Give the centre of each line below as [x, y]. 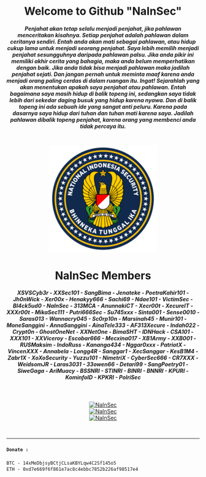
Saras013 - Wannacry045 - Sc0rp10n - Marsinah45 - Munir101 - [103, 319]
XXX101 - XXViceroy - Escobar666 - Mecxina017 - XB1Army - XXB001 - [103, 339]
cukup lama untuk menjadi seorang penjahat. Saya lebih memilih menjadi [103, 48]
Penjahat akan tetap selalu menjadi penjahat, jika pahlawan [103, 28]
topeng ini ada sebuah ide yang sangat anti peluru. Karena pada [103, 107]
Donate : [17, 450]
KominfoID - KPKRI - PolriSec [103, 377]
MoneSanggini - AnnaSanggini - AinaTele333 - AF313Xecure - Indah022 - [103, 325]
